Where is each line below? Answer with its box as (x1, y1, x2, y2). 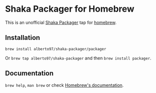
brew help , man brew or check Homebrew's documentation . (5, 82, 124, 88)
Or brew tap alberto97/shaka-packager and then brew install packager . (5, 55, 152, 61)
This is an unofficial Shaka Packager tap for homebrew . (5, 19, 117, 25)
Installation (5, 34, 40, 42)
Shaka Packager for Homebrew (5, 3, 135, 15)
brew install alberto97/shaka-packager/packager (5, 46, 106, 52)
